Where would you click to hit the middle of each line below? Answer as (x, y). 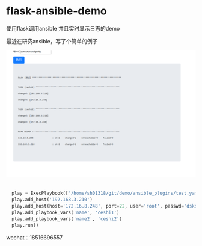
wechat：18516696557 (35, 237)
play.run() (25, 225)
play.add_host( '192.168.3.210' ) (52, 200)
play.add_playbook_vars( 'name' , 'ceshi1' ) (66, 213)
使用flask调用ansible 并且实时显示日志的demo (63, 28)
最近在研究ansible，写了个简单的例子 (52, 41)
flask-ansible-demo (57, 11)
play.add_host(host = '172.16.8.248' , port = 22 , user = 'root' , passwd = (98, 206)
